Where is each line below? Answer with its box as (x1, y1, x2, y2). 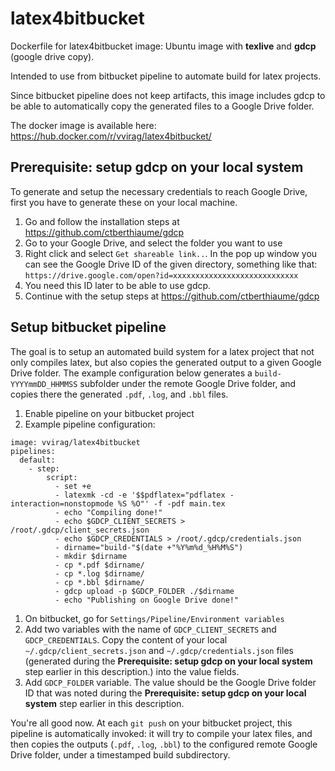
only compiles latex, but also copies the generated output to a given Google (10, 356, 322, 368)
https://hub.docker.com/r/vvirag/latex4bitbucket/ (10, 130, 212, 142)
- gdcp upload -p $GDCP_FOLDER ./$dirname (54, 586, 235, 596)
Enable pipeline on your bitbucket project (24, 407, 195, 419)
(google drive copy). (10, 50, 95, 62)
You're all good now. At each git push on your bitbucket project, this (10, 717, 293, 729)
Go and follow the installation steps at (24, 215, 180, 227)
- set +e (54, 481, 92, 491)
